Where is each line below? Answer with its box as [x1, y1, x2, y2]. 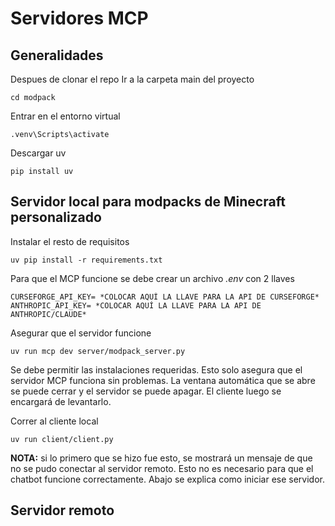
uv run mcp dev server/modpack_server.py [10, 346, 186, 356]
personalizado [10, 209, 102, 226]
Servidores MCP [10, 7, 149, 30]
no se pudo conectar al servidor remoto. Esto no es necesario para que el [10, 462, 314, 474]
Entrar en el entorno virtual [10, 110, 121, 122]
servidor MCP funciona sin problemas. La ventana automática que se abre [10, 374, 316, 386]
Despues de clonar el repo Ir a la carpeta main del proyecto [10, 73, 255, 85]
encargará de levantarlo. [10, 395, 112, 407]
